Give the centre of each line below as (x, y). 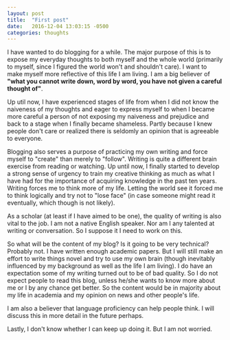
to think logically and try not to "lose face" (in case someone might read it (111, 196)
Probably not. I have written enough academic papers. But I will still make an (115, 251)
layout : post (26, 13)
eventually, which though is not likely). (61, 203)
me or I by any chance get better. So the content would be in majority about (114, 288)
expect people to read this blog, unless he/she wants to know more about (111, 281)
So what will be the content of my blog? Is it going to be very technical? (108, 244)
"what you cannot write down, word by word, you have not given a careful (115, 81)
